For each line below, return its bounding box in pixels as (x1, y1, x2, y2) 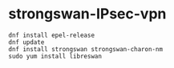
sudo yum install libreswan (8, 52, 103, 60)
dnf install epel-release (8, 31, 95, 39)
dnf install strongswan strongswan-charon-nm (8, 45, 163, 53)
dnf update (8, 38, 45, 46)
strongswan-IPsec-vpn (8, 5, 167, 23)
